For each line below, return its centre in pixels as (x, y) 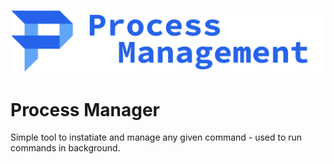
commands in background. (65, 148)
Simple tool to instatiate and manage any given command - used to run (156, 137)
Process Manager (85, 109)
